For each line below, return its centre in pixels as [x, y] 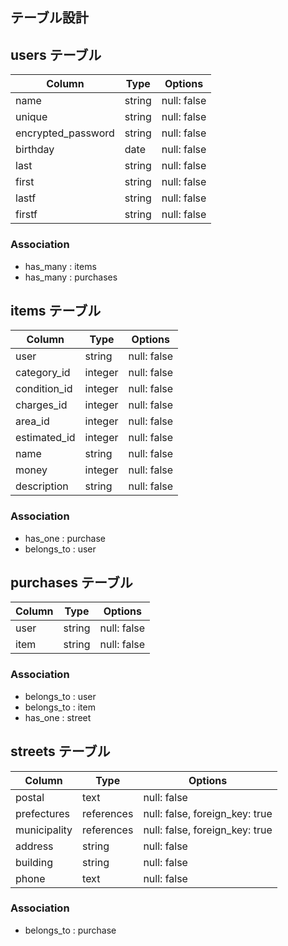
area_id [32, 421]
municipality [44, 830]
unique [31, 117]
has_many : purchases [71, 277]
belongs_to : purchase [70, 930]
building [34, 862]
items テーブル [56, 310]
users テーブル [56, 54]
